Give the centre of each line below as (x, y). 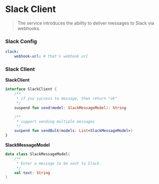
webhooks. (29, 28)
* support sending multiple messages (55, 121)
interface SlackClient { (31, 89)
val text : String (32, 173)
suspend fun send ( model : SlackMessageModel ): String (70, 108)
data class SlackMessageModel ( (38, 154)
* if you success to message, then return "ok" (67, 98)
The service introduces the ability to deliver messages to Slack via (85, 23)
